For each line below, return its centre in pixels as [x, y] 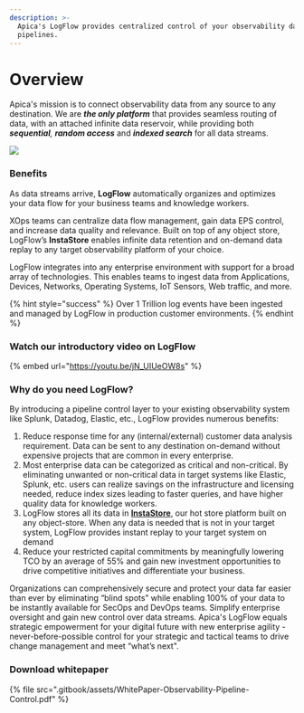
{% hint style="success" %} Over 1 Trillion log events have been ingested [146, 303]
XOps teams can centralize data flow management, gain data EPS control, [147, 220]
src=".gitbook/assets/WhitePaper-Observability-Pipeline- [142, 689]
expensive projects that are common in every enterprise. [128, 456]
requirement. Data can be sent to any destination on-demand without [151, 446]
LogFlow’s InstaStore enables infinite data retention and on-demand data [146, 240]
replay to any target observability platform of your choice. [117, 249]
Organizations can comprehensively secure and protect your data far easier [151, 588]
